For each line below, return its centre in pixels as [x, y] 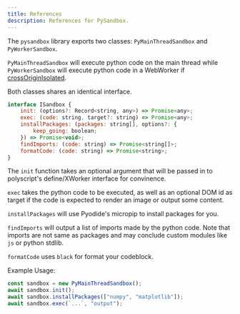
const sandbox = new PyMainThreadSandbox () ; [75, 284]
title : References [35, 14]
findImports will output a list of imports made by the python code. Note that [119, 228]
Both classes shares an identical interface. [70, 91]
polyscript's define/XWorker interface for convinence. [87, 178]
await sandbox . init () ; [41, 290]
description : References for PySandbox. [69, 21]
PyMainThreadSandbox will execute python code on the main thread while [113, 62]
